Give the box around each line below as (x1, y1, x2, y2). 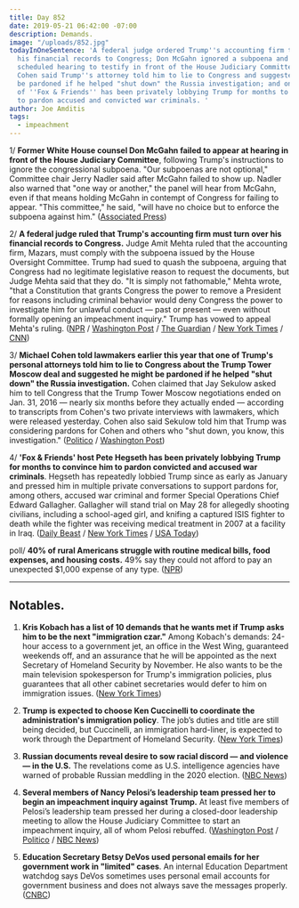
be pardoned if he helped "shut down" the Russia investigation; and (17, 79, 280, 88)
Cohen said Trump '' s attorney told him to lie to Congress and (17, 71, 256, 80)
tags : (9, 112, 29, 121)
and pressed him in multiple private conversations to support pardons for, (9, 481, 279, 490)
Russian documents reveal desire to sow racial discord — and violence (21, 750, 289, 761)
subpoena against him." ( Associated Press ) (9, 211, 167, 222)
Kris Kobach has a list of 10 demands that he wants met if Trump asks (21, 621, 285, 632)
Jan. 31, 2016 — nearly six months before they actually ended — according (9, 397, 285, 408)
